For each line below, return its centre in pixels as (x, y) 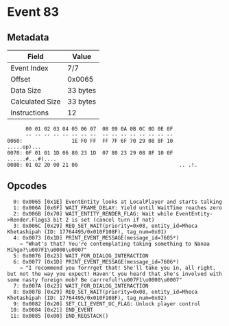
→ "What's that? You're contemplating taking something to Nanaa (115, 244)
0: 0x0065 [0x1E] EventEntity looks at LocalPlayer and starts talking (118, 202)
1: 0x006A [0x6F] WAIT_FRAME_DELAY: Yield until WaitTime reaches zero (118, 208)
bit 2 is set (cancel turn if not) (104, 220)
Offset (21, 79)
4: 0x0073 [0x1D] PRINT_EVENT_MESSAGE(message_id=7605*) (96, 237)
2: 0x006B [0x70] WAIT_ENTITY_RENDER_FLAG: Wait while (93, 213)
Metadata (28, 37)
